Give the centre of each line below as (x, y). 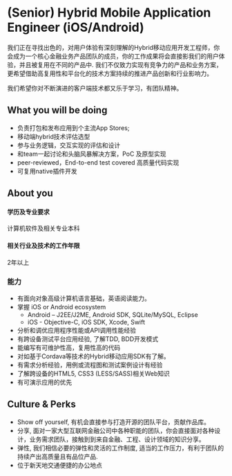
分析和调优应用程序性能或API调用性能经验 (77, 330)
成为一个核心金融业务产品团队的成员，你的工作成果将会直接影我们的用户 (116, 56)
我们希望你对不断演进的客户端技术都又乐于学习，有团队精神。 (95, 88)
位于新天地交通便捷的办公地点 (59, 465)
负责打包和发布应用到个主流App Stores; (73, 128)
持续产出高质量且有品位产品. (57, 456)
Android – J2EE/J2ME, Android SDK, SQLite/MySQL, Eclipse (113, 314)
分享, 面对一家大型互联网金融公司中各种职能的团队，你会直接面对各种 (116, 430)
